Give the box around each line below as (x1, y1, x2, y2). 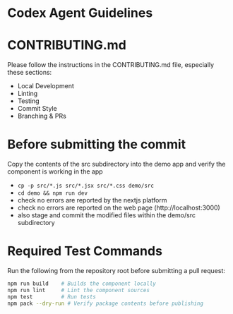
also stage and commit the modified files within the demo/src (17, 211, 196, 219)
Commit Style (17, 104, 58, 113)
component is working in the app (7, 167, 104, 176)
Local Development (17, 82, 74, 90)
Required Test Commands (7, 243, 162, 259)
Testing (17, 97, 40, 105)
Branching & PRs (17, 111, 67, 121)
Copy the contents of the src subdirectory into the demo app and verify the (7, 160, 226, 169)
